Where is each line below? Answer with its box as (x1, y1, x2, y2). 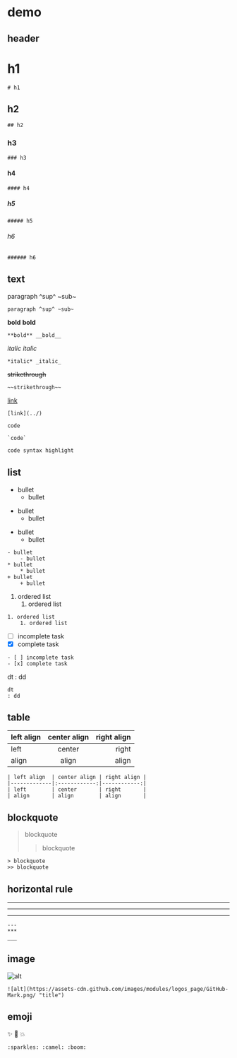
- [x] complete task (7, 660, 68, 667)
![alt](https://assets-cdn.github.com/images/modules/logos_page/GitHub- (7, 985, 229, 992)
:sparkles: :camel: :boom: (7, 1043, 87, 1051)
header (7, 32, 40, 44)
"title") (38, 992, 65, 999)
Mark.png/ (7, 992, 37, 999)
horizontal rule (7, 883, 73, 895)
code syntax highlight (7, 446, 74, 454)
